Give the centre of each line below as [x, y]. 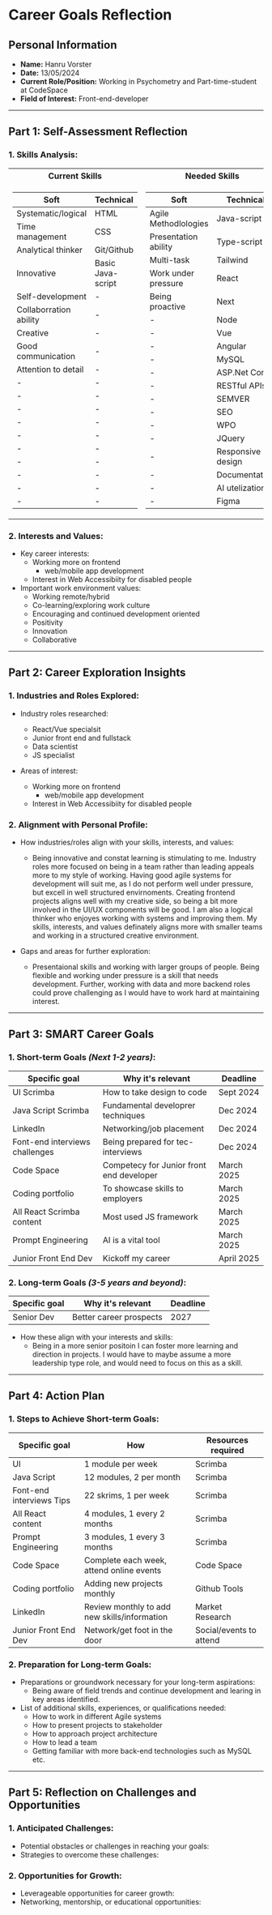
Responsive [239, 451]
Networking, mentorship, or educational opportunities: [110, 1901]
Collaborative [54, 639]
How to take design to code [155, 1092]
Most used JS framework [150, 1216]
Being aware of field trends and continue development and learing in [147, 1691]
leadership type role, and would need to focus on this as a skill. [137, 1362]
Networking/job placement [153, 1128]
